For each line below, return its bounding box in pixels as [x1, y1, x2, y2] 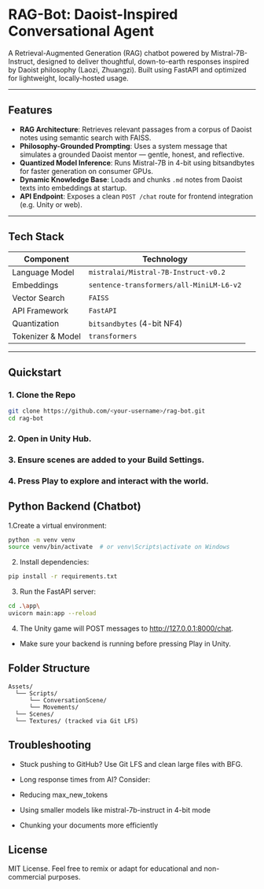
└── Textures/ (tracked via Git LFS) [15, 717, 139, 725]
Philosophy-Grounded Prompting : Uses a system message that [19, 141, 228, 150]
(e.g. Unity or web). [19, 199, 82, 209]
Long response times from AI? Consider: [19, 774, 151, 784]
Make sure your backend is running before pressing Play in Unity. [19, 639, 232, 648]
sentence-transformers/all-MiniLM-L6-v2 [88, 280, 242, 289]
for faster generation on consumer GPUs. [19, 166, 153, 176]
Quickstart [8, 365, 62, 379]
